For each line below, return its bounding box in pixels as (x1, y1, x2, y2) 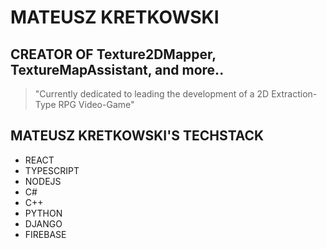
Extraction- (271, 88, 318, 100)
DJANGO (24, 217, 63, 230)
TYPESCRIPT (24, 164, 80, 176)
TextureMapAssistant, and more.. (10, 61, 225, 78)
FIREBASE (24, 228, 67, 240)
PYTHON (24, 207, 63, 219)
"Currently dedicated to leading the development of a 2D (34, 88, 270, 100)
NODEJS (24, 175, 62, 187)
